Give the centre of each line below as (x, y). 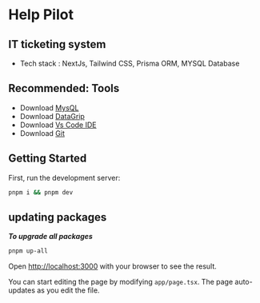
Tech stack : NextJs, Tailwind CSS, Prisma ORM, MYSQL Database (130, 63)
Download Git (42, 133)
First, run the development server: (64, 177)
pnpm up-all (28, 251)
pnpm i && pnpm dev (41, 192)
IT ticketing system (57, 44)
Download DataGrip (52, 116)
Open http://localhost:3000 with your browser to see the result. (113, 266)
